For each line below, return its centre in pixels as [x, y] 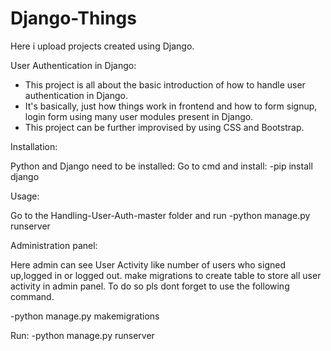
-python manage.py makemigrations [85, 316]
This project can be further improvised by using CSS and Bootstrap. [164, 127]
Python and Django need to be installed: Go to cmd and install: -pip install [161, 166]
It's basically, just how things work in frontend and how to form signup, [171, 106]
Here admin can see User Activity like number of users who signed [148, 264]
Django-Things [73, 18]
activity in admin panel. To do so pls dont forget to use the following [150, 286]
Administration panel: [54, 245]
